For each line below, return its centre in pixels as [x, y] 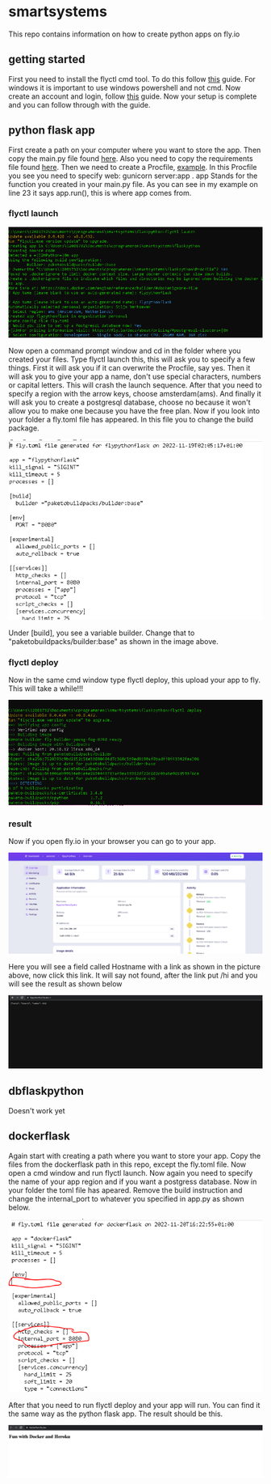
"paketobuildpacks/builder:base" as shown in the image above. [114, 641]
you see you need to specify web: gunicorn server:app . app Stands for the [133, 176]
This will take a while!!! [46, 689]
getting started [47, 59]
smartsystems [58, 12]
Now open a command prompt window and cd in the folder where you [125, 351]
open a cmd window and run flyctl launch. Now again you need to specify [131, 1172]
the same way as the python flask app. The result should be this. [116, 1414]
